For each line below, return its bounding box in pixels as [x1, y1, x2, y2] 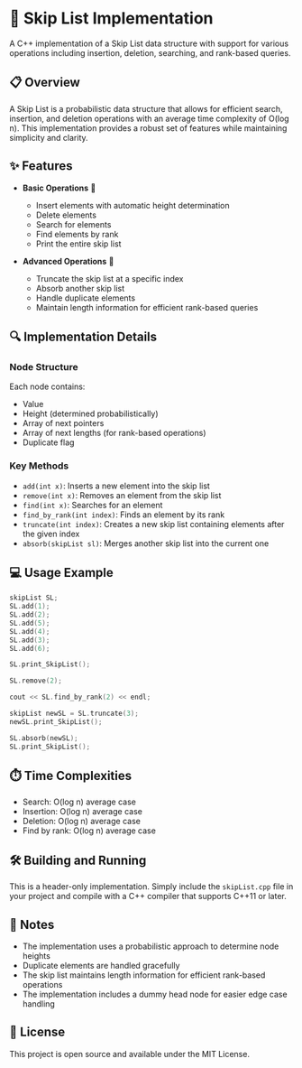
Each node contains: [9, 381, 86, 392]
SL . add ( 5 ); [9, 618, 50, 627]
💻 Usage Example [9, 564, 114, 580]
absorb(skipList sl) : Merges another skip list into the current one [22, 537, 270, 549]
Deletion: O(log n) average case [22, 816, 142, 827]
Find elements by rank [35, 228, 119, 239]
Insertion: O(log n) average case [22, 806, 142, 817]
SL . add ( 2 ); [9, 610, 50, 619]
